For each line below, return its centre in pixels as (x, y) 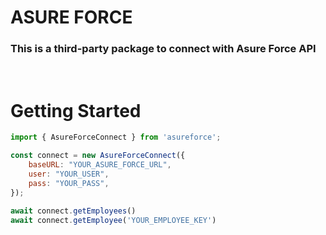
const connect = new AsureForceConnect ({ (98, 156)
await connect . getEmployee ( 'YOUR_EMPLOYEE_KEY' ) (113, 220)
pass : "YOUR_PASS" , (69, 183)
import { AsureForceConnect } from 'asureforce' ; (116, 137)
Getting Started (76, 110)
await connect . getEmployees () (73, 211)
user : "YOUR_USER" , (69, 174)
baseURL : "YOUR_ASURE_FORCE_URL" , (100, 165)
